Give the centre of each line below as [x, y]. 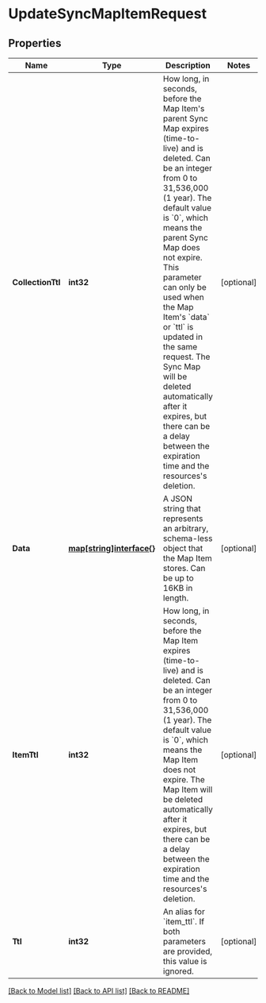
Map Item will [188, 789]
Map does [181, 247]
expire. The [184, 779]
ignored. [178, 971]
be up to [178, 578]
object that [183, 548]
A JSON [177, 499]
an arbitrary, [186, 529]
